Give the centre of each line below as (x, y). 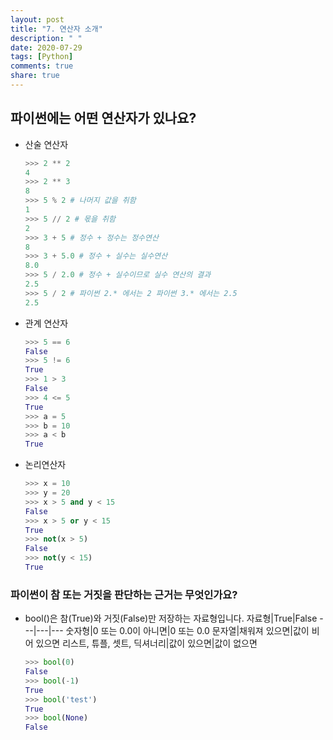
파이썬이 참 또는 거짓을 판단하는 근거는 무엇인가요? (124, 594)
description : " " (46, 38)
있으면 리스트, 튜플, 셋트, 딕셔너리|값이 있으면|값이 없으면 (146, 643)
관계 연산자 (46, 323)
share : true (35, 76)
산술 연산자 (46, 144)
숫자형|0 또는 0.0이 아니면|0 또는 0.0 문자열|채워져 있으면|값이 (187, 631)
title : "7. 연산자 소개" (56, 29)
